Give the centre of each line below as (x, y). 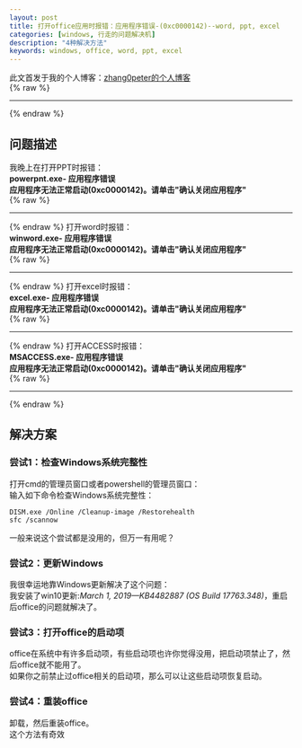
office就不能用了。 (51, 664)
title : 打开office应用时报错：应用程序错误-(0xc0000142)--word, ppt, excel (145, 26)
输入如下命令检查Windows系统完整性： (82, 495)
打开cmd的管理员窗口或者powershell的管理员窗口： (105, 484)
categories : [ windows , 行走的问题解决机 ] (82, 34)
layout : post (34, 18)
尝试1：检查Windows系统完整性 (79, 462)
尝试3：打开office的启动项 (67, 632)
